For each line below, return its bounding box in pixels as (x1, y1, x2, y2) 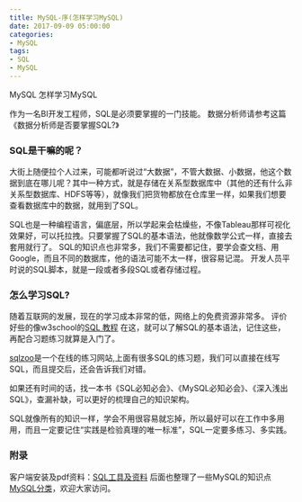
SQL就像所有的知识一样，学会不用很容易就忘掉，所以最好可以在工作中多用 (9, 413, 285, 424)
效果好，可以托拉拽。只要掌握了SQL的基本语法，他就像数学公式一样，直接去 (9, 230, 293, 241)
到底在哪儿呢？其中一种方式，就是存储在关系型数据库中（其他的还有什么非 (16, 177, 293, 189)
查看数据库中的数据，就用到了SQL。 (9, 200, 144, 211)
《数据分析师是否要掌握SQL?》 (9, 119, 120, 130)
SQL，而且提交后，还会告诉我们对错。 (9, 363, 151, 374)
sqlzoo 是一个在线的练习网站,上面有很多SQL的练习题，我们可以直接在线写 (9, 353, 280, 363)
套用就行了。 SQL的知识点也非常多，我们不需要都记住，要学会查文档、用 (9, 242, 280, 253)
